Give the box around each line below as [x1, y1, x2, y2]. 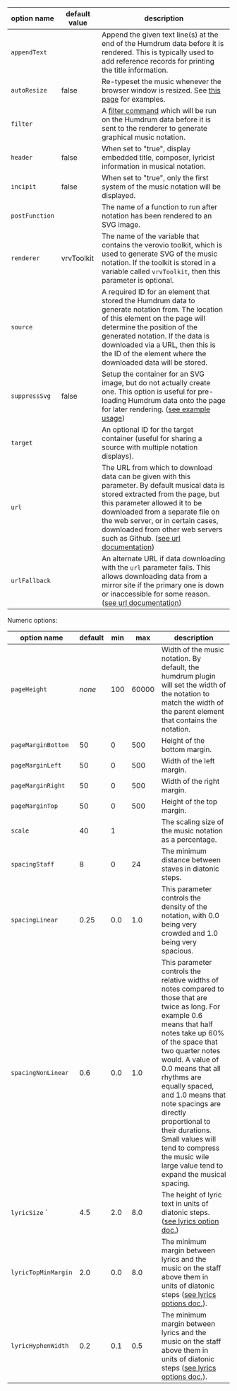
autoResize [11, 86, 47, 94]
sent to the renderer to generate [102, 124, 208, 133]
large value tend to [161, 1161, 224, 1170]
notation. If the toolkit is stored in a [102, 258, 217, 267]
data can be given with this [102, 471, 191, 481]
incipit [11, 183, 37, 190]
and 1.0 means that [161, 1090, 226, 1100]
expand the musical [161, 1170, 226, 1179]
